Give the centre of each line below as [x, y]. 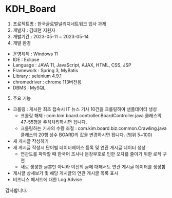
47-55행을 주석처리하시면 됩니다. [54, 122]
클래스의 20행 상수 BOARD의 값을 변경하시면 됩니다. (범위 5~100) [86, 135]
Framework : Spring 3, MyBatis [45, 70]
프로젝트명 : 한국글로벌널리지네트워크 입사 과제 [60, 24]
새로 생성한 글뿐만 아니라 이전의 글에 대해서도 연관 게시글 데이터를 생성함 [93, 166]
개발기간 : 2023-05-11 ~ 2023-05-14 [51, 36]
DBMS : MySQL [29, 87]
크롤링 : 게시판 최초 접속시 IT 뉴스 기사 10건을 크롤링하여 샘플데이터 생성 [85, 109]
